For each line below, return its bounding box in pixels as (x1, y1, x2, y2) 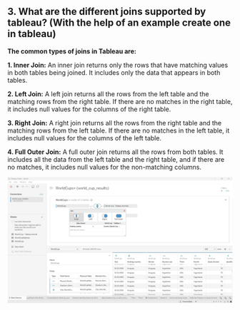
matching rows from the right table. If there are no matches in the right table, (7, 97, 233, 105)
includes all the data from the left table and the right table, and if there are (7, 155, 225, 163)
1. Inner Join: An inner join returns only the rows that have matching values (7, 61, 229, 69)
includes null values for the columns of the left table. (7, 133, 162, 142)
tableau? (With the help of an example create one (7, 17, 231, 29)
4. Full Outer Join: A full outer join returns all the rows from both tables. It (7, 148, 224, 156)
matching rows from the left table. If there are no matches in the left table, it (7, 126, 230, 135)
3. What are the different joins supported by (7, 6, 206, 18)
